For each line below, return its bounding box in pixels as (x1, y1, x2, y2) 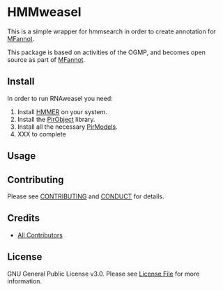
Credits (7, 212, 40, 224)
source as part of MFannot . (7, 55, 86, 63)
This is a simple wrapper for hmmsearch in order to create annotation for (7, 27, 216, 36)
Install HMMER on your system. (17, 107, 108, 116)
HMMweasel (7, 4, 82, 20)
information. (7, 276, 43, 285)
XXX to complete (17, 129, 66, 138)
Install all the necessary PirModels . (17, 123, 118, 131)
